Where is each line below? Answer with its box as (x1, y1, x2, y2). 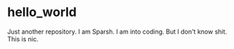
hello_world (7, 4, 77, 20)
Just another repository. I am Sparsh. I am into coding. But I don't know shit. (7, 27, 227, 36)
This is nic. (7, 34, 39, 43)
